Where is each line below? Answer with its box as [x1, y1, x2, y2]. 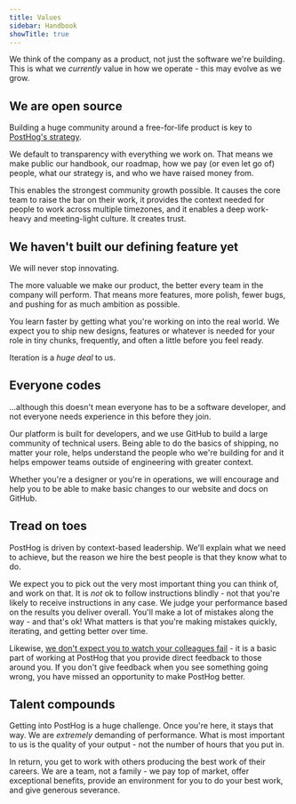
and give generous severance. [9, 784, 121, 796]
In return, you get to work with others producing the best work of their [9, 757, 266, 768]
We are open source [9, 99, 123, 114]
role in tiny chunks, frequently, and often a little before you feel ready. [9, 335, 264, 345]
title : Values [9, 12, 62, 22]
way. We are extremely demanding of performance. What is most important [9, 730, 285, 741]
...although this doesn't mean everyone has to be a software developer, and [9, 401, 286, 412]
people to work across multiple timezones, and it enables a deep [9, 204, 246, 214]
